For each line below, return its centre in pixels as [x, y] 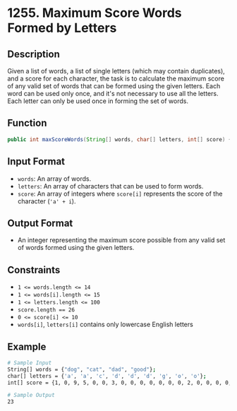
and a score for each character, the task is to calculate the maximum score [116, 78]
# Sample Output [31, 395]
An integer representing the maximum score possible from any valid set [121, 240]
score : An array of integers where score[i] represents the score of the [120, 193]
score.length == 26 [46, 310]
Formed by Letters [62, 28]
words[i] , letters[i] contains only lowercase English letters [105, 324]
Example [27, 346]
